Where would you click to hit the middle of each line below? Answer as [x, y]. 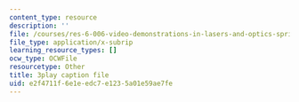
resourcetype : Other [48, 67]
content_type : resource [53, 17]
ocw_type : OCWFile [43, 59]
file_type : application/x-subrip [71, 42]
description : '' [39, 26]
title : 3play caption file [59, 75]
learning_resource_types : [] [63, 51]
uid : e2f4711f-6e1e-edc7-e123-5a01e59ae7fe [91, 83]
